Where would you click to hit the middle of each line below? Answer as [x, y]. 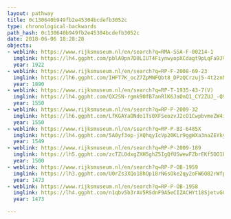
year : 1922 [29, 65]
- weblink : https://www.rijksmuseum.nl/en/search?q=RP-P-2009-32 [102, 109]
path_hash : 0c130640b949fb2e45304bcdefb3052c [73, 33]
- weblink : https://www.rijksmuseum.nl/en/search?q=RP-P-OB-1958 [102, 187]
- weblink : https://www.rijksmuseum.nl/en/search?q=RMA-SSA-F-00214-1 [110, 52]
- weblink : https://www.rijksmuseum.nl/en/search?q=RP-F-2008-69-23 [107, 71]
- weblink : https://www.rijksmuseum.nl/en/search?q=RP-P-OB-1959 [102, 167]
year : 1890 [29, 84]
